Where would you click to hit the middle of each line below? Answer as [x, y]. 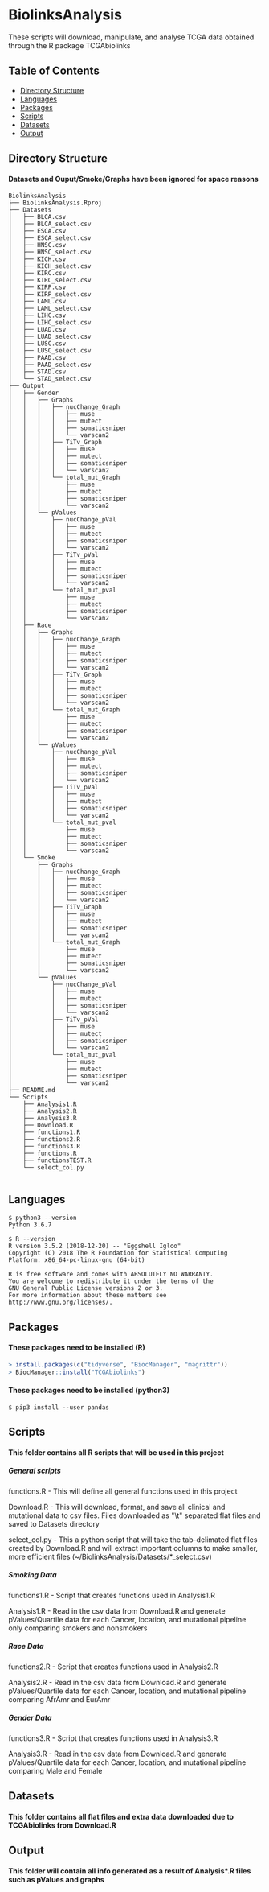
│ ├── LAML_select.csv [50, 309]
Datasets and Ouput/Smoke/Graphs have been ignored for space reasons [133, 179]
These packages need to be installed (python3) [89, 1391]
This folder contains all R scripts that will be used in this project [116, 1452]
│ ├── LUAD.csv [37, 330]
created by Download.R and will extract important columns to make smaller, [133, 1548]
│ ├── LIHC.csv [37, 315]
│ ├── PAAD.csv [37, 358]
